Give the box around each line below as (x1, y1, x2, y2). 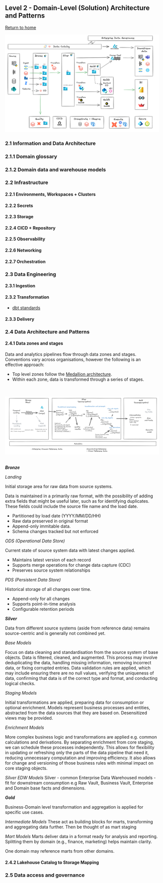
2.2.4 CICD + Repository (5, 225, 56, 231)
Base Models (5, 640, 32, 646)
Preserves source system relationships (12, 567, 90, 573)
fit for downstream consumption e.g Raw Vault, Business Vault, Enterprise (5, 780, 154, 786)
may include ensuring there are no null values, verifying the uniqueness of (5, 670, 154, 676)
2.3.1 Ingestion (5, 283, 36, 289)
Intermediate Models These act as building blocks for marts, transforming (5, 819, 153, 825)
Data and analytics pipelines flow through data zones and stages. (5, 351, 137, 357)
